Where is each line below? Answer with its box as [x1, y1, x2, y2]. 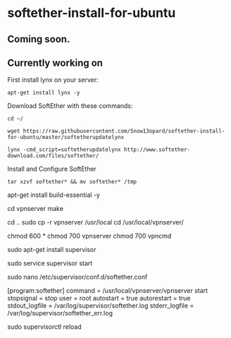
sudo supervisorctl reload [7, 322, 82, 331]
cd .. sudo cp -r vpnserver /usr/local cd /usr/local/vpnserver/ [7, 218, 185, 227]
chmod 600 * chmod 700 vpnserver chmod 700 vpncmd [7, 231, 172, 241]
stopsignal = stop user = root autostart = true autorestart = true [7, 294, 192, 303]
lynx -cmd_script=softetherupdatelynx [7, 146, 121, 153]
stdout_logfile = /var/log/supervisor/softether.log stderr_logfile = [7, 301, 194, 310]
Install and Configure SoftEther [7, 164, 97, 174]
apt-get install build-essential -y [7, 191, 101, 199]
